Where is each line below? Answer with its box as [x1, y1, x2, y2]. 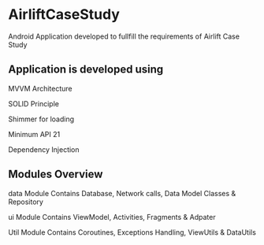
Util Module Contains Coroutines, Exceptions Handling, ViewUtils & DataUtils [8, 227, 256, 237]
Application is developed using [8, 63, 164, 76]
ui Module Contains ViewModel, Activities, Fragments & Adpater [8, 212, 216, 221]
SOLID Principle [8, 98, 59, 108]
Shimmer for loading [8, 114, 75, 124]
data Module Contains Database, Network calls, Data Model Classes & [8, 188, 236, 198]
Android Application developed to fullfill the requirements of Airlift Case [8, 32, 240, 41]
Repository [8, 197, 43, 206]
